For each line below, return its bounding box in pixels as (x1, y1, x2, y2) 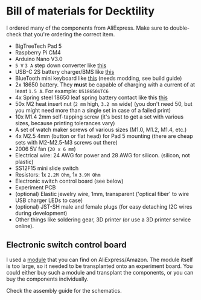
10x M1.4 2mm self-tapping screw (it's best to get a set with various (14, 113, 184, 120)
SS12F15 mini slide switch (14, 165, 79, 172)
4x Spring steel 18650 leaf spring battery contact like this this (14, 94, 168, 101)
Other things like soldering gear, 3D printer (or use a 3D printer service (14, 216, 191, 223)
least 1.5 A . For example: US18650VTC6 (14, 87, 109, 94)
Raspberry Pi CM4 (14, 48, 62, 56)
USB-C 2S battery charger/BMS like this (14, 68, 115, 75)
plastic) (14, 158, 34, 165)
